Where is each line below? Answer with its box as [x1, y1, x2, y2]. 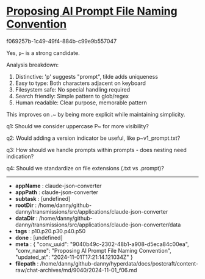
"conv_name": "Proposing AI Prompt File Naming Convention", [15, 247, 172, 254]
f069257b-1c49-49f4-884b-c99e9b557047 [6, 37, 117, 45]
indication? [6, 153, 34, 160]
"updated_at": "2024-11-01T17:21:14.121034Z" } [15, 253, 133, 261]
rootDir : [15, 201, 37, 209]
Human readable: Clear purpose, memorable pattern [15, 99, 148, 106]
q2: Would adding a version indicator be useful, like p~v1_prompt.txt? [6, 134, 181, 142]
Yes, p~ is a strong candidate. [6, 49, 81, 56]
